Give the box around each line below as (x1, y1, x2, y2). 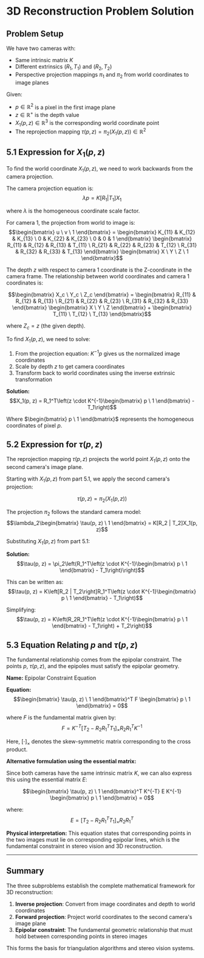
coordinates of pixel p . (6, 421, 63, 429)
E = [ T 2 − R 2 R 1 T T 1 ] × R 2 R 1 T (70, 815, 134, 825)
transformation (15, 376, 53, 383)
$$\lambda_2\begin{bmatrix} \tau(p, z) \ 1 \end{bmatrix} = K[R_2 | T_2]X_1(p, (6, 519, 198, 526)
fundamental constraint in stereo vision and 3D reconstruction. (6, 842, 163, 850)
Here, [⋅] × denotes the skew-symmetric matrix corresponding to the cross (6, 738, 191, 747)
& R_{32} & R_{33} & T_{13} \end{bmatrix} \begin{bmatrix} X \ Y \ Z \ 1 (15, 248, 189, 255)
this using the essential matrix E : (6, 775, 87, 783)
